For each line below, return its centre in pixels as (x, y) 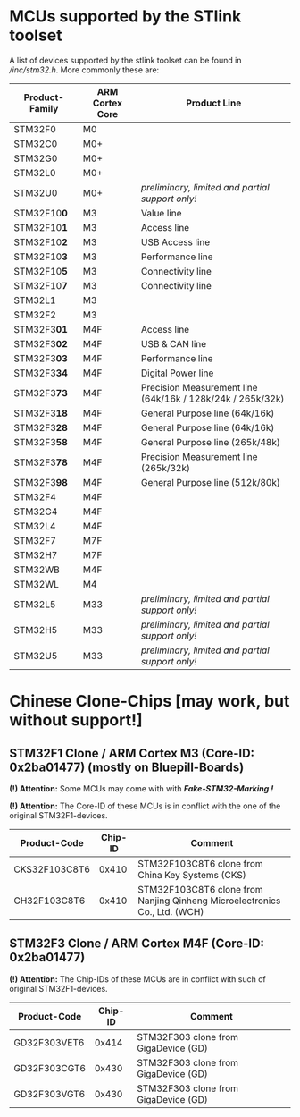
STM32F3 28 (41, 427)
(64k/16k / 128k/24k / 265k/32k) (213, 398)
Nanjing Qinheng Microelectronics (209, 901)
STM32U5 (36, 656)
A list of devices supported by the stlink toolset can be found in (125, 60)
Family (44, 108)
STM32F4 (35, 496)
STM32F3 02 (41, 343)
